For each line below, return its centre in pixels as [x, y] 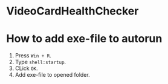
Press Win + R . [33, 56]
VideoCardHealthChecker [73, 11]
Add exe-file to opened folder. [52, 75]
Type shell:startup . [40, 62]
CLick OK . [26, 68]
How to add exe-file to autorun [84, 39]
